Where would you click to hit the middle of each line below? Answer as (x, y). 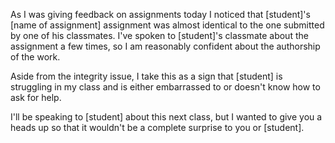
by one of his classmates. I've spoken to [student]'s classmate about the (159, 35)
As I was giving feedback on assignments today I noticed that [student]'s (160, 14)
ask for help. (36, 97)
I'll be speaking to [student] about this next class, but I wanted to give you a (166, 117)
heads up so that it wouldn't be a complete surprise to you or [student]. (157, 127)
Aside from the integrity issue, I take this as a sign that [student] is (146, 76)
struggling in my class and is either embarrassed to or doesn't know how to (165, 87)
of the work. (35, 57)
